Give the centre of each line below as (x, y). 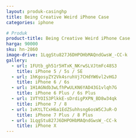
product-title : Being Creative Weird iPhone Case (68, 39)
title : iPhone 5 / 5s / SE (50, 71)
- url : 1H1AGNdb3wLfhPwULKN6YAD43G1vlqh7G (64, 88)
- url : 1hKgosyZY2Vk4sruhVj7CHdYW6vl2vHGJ (64, 77)
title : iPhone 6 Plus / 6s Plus (56, 93)
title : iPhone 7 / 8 (42, 104)
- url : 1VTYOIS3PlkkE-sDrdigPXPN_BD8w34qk (64, 99)
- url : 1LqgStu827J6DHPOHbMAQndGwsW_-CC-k (64, 120)
